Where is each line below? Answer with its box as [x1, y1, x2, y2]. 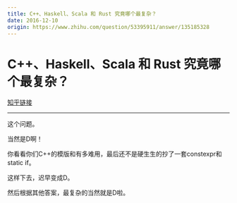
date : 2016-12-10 [7, 17, 59, 24]
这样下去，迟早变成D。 [7, 173, 74, 182]
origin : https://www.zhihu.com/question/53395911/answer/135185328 [7, 23, 210, 30]
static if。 [7, 159, 35, 167]
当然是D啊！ [7, 135, 44, 143]
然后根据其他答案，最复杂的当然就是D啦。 [7, 188, 130, 197]
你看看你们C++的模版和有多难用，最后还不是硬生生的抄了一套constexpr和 [7, 149, 222, 159]
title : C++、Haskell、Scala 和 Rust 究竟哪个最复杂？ [7, 10, 157, 18]
